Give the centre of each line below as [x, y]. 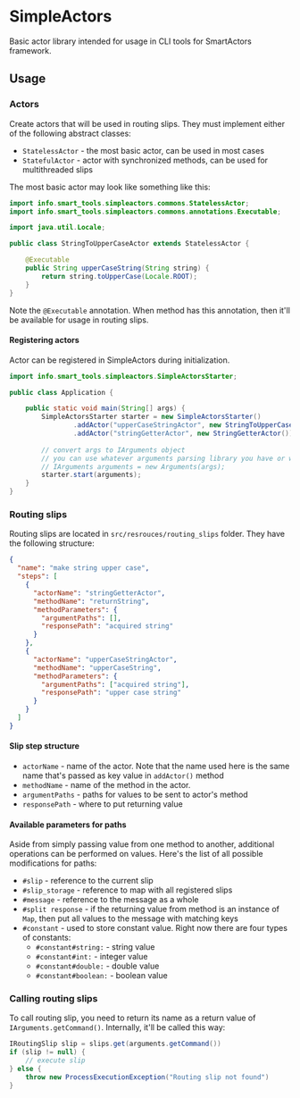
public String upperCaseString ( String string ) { [117, 268]
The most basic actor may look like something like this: [110, 187]
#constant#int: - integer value [92, 957]
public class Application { [62, 392]
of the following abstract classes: [70, 133]
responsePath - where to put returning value [102, 804]
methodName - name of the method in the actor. [106, 784]
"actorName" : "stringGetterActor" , [99, 593]
